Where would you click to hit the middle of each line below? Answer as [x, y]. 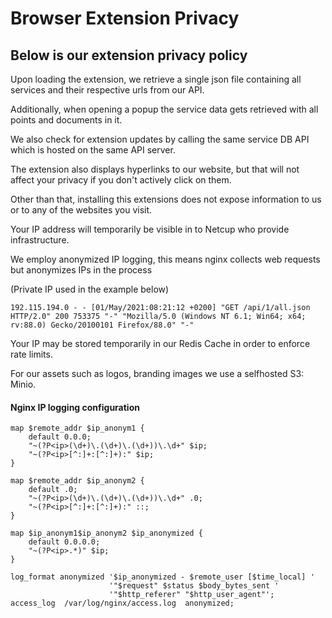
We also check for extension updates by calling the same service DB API [160, 139]
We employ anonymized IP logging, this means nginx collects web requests [165, 259]
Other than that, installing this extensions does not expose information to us [166, 199]
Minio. [23, 384]
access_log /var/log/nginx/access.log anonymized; [122, 603]
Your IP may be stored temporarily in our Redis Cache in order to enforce [160, 343]
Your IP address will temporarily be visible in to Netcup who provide [150, 229]
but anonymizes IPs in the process [81, 270]
